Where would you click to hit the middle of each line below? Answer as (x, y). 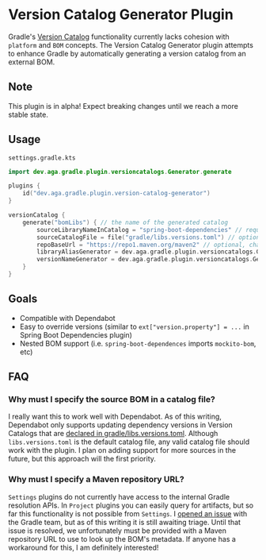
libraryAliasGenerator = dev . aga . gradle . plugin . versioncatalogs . (147, 252)
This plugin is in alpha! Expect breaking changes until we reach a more (123, 106)
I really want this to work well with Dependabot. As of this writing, (115, 417)
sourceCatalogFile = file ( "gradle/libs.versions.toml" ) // (136, 237)
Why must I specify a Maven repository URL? (96, 480)
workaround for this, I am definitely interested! (84, 547)
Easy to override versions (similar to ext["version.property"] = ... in (134, 326)
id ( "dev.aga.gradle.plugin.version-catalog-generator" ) (117, 193)
